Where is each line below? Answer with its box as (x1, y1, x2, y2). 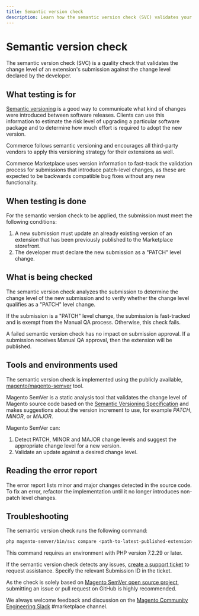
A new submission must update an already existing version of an (14, 230, 172, 237)
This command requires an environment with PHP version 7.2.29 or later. (6, 549, 183, 556)
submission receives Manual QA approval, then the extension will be (6, 336, 173, 343)
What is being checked (6, 272, 93, 283)
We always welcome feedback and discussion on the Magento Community (6, 596, 188, 604)
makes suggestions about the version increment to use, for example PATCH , (6, 406, 192, 414)
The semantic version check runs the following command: (6, 527, 148, 534)
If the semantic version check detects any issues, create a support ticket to (6, 561, 190, 568)
